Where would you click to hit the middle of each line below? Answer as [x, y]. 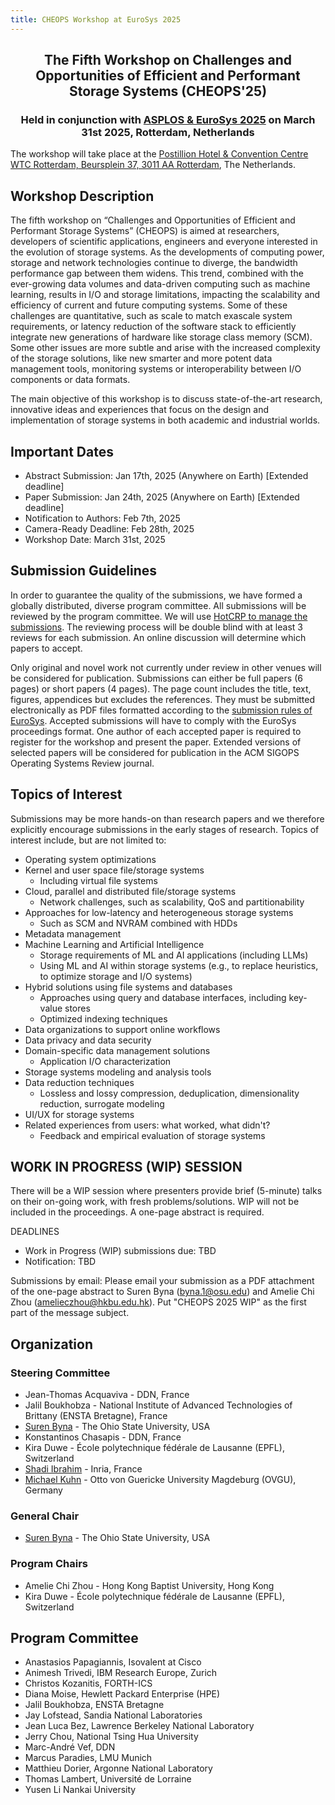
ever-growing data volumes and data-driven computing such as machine [160, 284]
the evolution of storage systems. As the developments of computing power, [167, 252]
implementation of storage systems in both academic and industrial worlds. [165, 420]
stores [77, 1008]
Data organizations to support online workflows [122, 1029]
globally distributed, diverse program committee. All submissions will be [158, 605]
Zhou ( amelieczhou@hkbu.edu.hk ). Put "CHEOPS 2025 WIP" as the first [158, 1302]
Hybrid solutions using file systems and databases [128, 987]
